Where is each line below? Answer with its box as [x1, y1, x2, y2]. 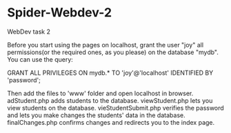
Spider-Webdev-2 [7, 5, 112, 21]
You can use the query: [7, 55, 74, 63]
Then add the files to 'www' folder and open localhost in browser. [7, 89, 194, 97]
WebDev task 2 [7, 27, 50, 36]
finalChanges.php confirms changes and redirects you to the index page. [7, 118, 215, 126]
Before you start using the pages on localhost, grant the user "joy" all [7, 40, 204, 49]
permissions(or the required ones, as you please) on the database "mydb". [7, 48, 219, 56]
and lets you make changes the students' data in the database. [7, 111, 185, 119]
